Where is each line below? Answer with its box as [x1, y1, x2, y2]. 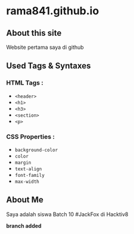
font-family [14, 172, 45, 178]
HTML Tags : [6, 79, 43, 87]
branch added [6, 222, 42, 229]
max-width [14, 179, 40, 185]
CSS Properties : [6, 132, 55, 141]
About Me [6, 195, 43, 205]
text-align [14, 166, 42, 172]
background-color [14, 147, 58, 153]
